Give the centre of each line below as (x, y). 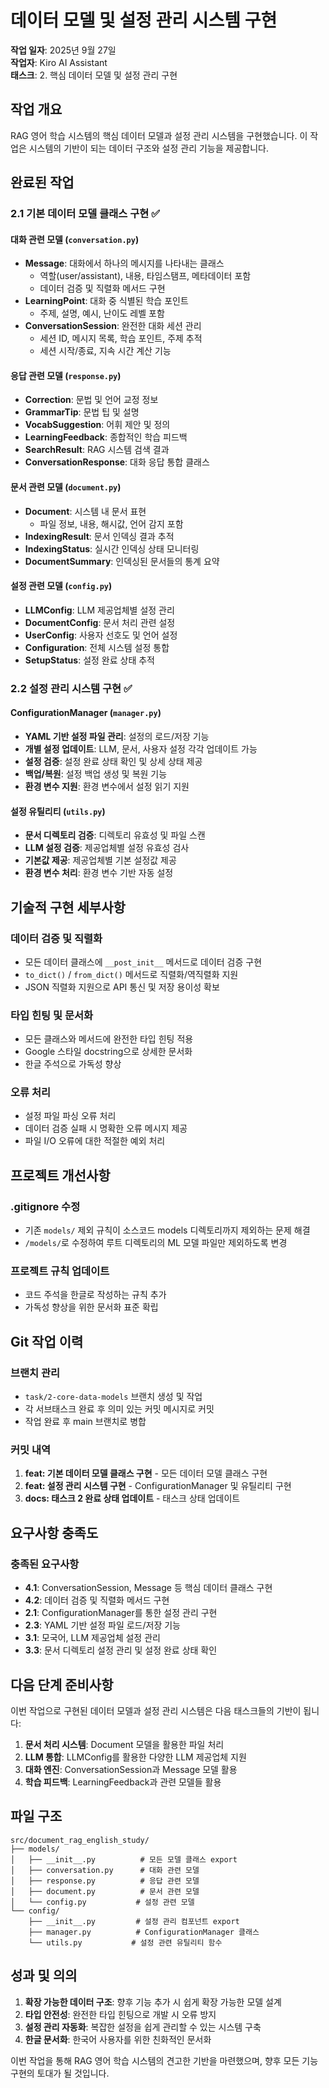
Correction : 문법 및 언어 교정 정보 (91, 400)
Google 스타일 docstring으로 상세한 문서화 (108, 1052)
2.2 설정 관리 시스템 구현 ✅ (71, 688)
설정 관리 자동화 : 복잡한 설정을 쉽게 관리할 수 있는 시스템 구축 (143, 2027)
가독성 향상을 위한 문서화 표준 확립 (91, 1307)
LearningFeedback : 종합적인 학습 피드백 (106, 437)
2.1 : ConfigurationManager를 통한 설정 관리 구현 (121, 1613)
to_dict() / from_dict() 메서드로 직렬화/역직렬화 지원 (131, 974)
